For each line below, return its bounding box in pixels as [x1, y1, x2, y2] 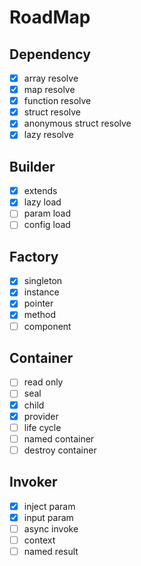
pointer [23, 297, 54, 310]
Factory [9, 248, 59, 265]
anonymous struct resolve [23, 117, 132, 130]
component [23, 320, 72, 332]
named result [23, 545, 79, 557]
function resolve [23, 95, 92, 107]
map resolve [23, 84, 76, 96]
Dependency [9, 46, 91, 63]
